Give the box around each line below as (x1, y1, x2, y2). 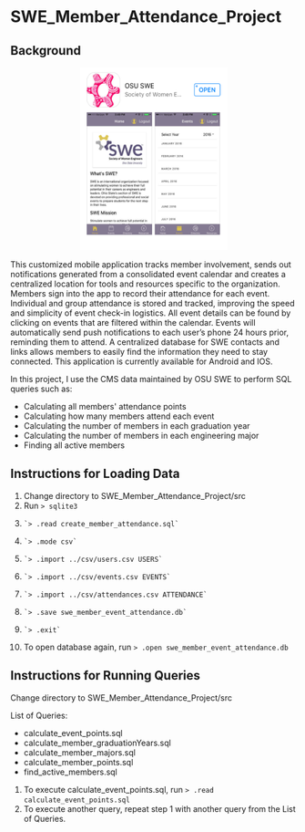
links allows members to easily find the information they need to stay (10, 347, 268, 357)
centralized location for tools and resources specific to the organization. (10, 278, 280, 289)
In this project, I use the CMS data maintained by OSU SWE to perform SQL (10, 374, 292, 384)
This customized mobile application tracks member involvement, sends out (10, 259, 292, 270)
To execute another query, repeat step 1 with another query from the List (23, 803, 297, 814)
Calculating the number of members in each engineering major (23, 431, 259, 441)
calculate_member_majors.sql (23, 746, 136, 758)
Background (10, 43, 81, 58)
